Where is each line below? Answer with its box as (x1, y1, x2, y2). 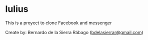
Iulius (5, 3, 28, 15)
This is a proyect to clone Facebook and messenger (5, 20, 112, 26)
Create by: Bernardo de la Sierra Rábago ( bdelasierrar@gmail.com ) (5, 29, 143, 35)
